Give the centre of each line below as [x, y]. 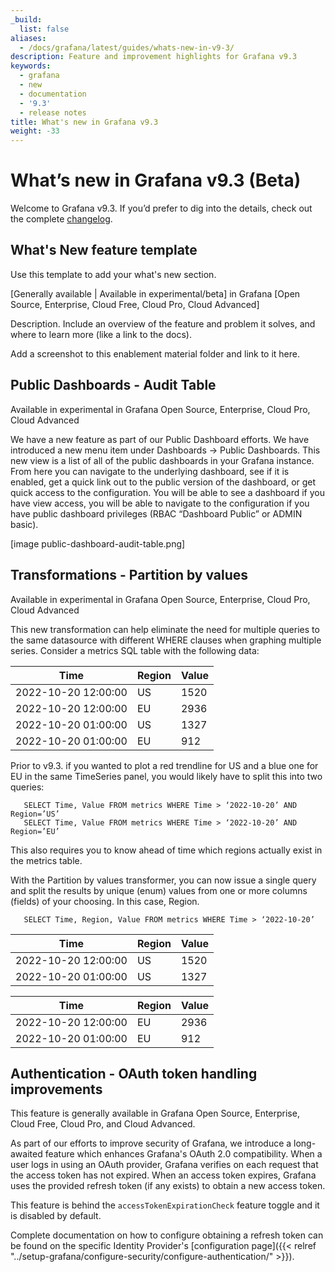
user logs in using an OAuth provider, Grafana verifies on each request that [164, 1165]
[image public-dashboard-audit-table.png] [98, 543]
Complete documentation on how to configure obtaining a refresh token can [167, 1235]
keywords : [31, 66]
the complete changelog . [61, 219]
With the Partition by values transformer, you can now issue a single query [163, 880]
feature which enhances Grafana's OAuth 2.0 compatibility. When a [183, 1154]
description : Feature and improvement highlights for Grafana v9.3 [154, 57]
